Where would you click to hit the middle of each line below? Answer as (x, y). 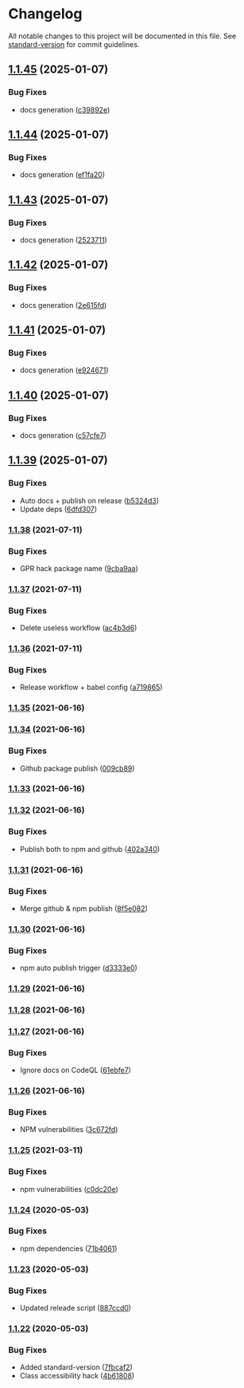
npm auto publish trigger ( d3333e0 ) (78, 968)
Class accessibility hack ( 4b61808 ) (77, 1376)
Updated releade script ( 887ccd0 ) (76, 1308)
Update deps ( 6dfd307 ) (58, 509)
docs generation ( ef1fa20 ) (62, 175)
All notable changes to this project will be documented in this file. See (122, 36)
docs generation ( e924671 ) (64, 370)
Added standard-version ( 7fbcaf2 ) (76, 1367)
